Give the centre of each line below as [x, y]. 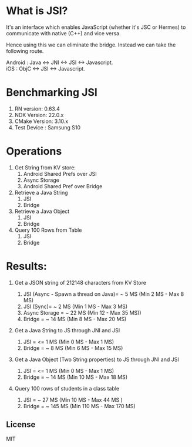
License [21, 425]
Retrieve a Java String [41, 192]
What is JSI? [37, 11]
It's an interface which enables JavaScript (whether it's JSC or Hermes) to [96, 27]
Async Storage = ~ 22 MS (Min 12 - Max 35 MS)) [82, 312]
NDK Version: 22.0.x [39, 115]
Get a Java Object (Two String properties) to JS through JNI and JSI [97, 359]
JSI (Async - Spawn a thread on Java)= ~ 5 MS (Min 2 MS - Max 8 [104, 294]
